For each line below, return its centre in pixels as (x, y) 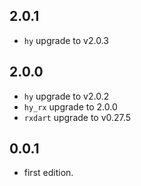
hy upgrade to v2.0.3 (66, 40)
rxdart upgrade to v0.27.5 (77, 117)
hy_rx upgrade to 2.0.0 (70, 106)
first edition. (48, 173)
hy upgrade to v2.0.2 (66, 96)
